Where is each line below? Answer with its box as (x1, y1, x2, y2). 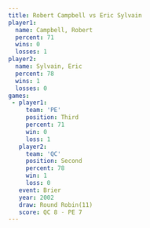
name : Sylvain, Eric (15, 63, 82, 71)
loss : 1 (25, 135, 51, 143)
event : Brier (18, 186, 61, 194)
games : (8, 92, 30, 100)
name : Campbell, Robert (15, 26, 93, 34)
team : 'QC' (25, 150, 61, 157)
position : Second (25, 157, 82, 165)
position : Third (25, 114, 79, 121)
